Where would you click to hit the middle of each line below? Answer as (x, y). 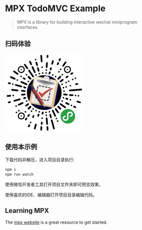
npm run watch (19, 175)
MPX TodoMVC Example (55, 9)
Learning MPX (27, 210)
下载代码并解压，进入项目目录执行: (40, 160)
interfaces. (28, 27)
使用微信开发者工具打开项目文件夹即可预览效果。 (54, 185)
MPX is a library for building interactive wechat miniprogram (77, 22)
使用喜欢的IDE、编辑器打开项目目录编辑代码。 (51, 195)
